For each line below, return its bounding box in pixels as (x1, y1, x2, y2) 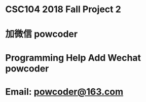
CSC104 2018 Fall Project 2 (5, 4, 122, 15)
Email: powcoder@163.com (5, 86, 123, 97)
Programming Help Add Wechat (5, 52, 141, 63)
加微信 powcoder (5, 28, 78, 40)
